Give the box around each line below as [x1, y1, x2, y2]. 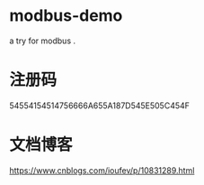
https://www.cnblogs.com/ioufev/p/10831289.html [9, 164, 195, 176]
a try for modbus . [9, 35, 76, 46]
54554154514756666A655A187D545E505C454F [9, 100, 191, 111]
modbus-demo [9, 5, 123, 26]
